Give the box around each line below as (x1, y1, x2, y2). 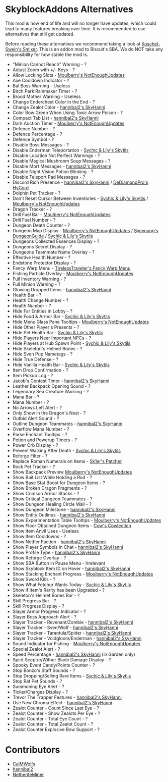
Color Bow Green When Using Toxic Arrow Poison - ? (12, 110, 123, 116)
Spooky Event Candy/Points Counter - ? (12, 662, 95, 668)
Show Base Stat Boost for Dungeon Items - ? (12, 480, 106, 486)
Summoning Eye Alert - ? (12, 683, 64, 690)
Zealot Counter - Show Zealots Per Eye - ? (12, 710, 101, 716)
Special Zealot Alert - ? (12, 646, 60, 652)
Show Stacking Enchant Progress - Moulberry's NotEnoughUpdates (12, 570, 153, 577)
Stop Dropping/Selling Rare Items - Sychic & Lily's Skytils (12, 672, 131, 679)
